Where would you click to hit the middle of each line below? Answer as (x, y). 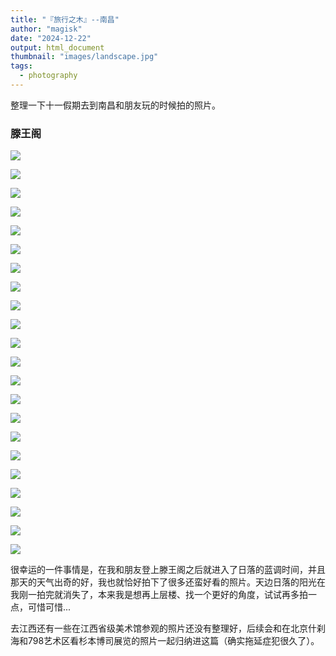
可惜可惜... (49, 607)
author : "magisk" (46, 29)
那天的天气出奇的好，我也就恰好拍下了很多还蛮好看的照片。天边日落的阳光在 (168, 582)
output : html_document (57, 47)
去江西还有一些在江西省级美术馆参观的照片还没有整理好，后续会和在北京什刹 (168, 628)
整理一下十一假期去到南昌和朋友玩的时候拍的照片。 (115, 105)
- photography (48, 76)
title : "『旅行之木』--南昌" (65, 19)
